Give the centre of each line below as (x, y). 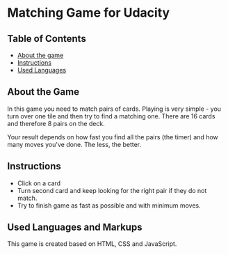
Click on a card (39, 183)
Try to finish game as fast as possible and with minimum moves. (109, 205)
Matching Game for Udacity (89, 13)
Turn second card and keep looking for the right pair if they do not (112, 190)
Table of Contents (47, 39)
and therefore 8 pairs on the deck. (56, 123)
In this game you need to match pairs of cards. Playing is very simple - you (114, 109)
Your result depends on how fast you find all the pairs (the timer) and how (113, 137)
